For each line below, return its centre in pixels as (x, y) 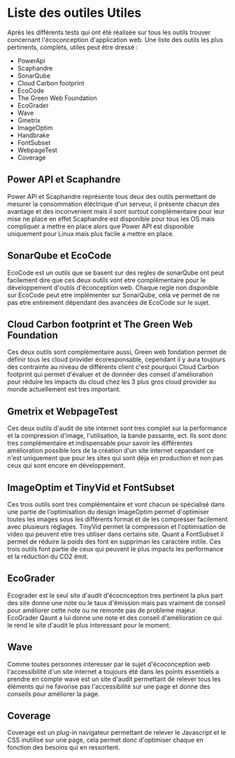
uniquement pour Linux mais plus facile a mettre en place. (91, 233)
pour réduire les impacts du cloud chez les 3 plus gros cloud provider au (112, 382)
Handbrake (34, 135)
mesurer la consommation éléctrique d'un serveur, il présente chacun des (114, 204)
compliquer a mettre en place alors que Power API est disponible (101, 226)
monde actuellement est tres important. (64, 390)
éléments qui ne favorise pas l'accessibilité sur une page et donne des (109, 686)
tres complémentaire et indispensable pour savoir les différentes (100, 443)
